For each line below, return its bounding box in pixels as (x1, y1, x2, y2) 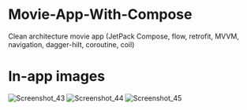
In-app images (8, 68, 106, 86)
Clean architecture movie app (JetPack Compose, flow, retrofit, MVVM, (8, 31, 239, 41)
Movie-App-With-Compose (8, 5, 193, 24)
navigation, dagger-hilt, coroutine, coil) (8, 39, 135, 49)
